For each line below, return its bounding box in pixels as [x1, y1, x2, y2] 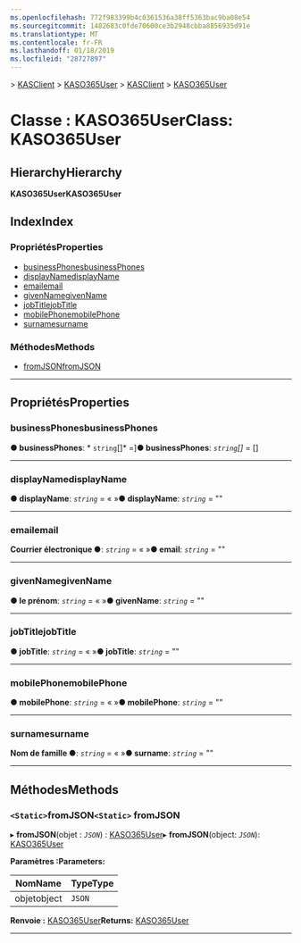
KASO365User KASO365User [10, 188, 121, 199]
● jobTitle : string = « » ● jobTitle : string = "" [10, 646, 180, 656]
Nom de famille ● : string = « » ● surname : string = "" [10, 747, 213, 759]
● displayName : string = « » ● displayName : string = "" [10, 493, 223, 504]
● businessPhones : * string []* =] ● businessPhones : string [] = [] [10, 442, 259, 453]
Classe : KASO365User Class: [10, 111, 233, 130]
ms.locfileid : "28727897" [10, 54, 106, 63]
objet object [14, 892, 63, 905]
